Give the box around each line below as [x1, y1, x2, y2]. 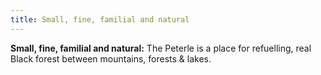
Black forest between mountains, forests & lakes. [10, 52, 212, 65]
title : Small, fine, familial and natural [10, 14, 190, 25]
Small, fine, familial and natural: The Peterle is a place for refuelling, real [10, 42, 312, 54]
